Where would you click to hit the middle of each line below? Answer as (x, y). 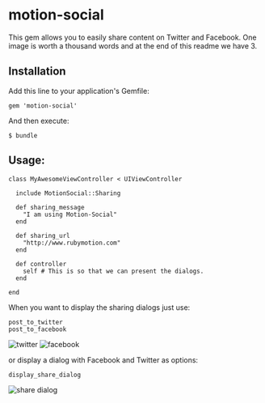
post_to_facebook (38, 329)
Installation (37, 72)
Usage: (27, 161)
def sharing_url (43, 235)
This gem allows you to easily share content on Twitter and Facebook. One (132, 37)
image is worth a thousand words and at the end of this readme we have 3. (133, 45)
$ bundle (23, 135)
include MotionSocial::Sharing (68, 193)
